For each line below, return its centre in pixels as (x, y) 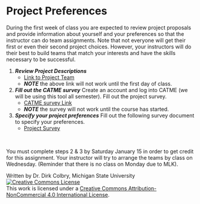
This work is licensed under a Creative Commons (67, 188)
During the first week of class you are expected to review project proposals (99, 28)
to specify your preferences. (50, 121)
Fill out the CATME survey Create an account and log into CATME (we (101, 90)
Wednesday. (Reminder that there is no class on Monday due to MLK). (92, 164)
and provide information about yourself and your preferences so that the (95, 34)
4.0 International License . (79, 194)
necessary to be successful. (41, 59)
